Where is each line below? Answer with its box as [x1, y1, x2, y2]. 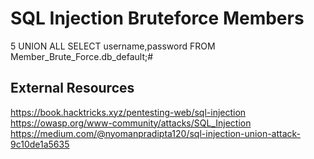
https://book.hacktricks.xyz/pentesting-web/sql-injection [10, 106, 247, 118]
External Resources [10, 80, 135, 97]
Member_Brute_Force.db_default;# [10, 50, 154, 62]
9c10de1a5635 [10, 138, 70, 150]
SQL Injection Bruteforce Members [10, 7, 305, 30]
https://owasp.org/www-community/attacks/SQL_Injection [10, 117, 252, 129]
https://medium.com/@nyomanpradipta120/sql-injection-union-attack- [10, 127, 302, 139]
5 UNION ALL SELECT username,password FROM [10, 40, 216, 52]
